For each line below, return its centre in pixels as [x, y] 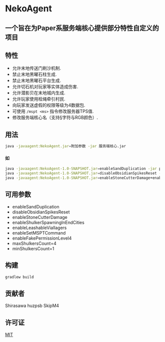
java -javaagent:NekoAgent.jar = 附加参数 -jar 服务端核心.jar [66, 146]
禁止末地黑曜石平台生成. [37, 81]
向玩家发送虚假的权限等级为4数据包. [49, 105]
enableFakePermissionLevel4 [42, 238]
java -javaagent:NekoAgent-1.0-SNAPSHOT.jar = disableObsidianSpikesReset [81, 173]
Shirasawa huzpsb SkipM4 [32, 306]
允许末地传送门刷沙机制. [37, 68]
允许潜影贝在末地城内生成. [39, 93]
